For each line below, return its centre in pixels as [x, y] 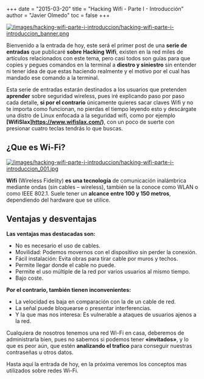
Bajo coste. [29, 278]
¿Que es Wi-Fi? [36, 148]
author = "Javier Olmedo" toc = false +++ [58, 15]
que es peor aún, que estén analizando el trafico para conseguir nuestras [99, 345]
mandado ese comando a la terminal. [53, 78]
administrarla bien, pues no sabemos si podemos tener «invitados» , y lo [97, 339]
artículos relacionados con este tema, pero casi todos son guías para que [98, 58]
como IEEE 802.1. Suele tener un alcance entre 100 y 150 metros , [89, 193]
